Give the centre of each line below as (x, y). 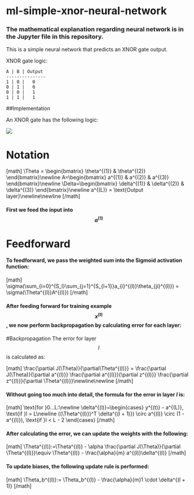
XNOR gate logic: (27, 61)
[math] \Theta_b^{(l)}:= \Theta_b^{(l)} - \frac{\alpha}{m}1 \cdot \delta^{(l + (96, 480)
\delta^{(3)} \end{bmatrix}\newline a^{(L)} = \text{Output (75, 190)
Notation (28, 155)
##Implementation (28, 109)
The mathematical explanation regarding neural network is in (95, 29)
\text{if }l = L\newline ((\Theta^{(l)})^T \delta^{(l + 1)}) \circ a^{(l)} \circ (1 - (95, 414)
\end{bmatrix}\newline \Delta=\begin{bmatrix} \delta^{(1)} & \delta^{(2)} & (95, 183)
